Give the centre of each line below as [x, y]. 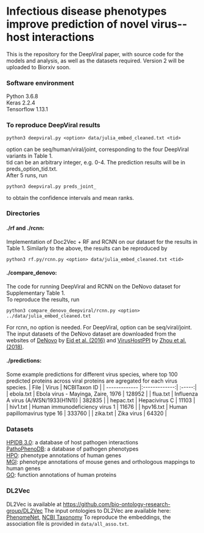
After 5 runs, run [27, 175]
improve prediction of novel [78, 24]
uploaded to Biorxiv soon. [39, 67]
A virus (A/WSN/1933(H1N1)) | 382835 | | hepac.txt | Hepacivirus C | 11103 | [101, 400]
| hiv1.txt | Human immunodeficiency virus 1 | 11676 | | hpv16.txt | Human [97, 407]
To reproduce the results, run [43, 299]
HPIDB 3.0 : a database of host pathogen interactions [72, 443]
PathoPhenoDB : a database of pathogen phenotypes [72, 449]
